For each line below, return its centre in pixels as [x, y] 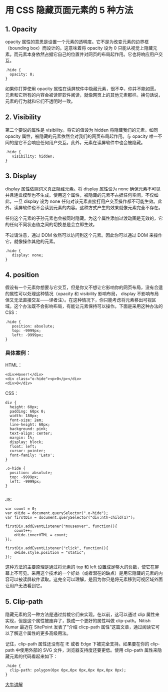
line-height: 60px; [30, 424]
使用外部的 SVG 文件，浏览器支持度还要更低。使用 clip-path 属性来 [88, 650]
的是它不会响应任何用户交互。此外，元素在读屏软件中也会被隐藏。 [77, 142]
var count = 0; [21, 509]
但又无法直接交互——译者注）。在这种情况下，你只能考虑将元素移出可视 [78, 300]
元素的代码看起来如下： [33, 656]
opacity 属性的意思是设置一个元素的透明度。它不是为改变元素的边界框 [77, 42]
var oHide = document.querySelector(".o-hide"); [57, 513]
